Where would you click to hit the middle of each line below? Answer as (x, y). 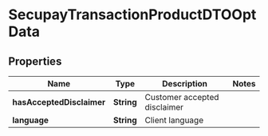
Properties (35, 61)
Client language (174, 120)
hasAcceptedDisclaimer (59, 102)
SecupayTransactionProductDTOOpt (132, 15)
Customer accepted (182, 97)
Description (185, 84)
